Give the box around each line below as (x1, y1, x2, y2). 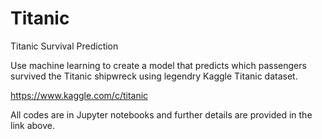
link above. (10, 119, 56, 131)
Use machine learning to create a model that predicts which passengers (10, 59, 307, 71)
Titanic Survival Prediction (10, 40, 119, 52)
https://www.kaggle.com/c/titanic (10, 89, 149, 101)
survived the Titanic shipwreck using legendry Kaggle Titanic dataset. (10, 70, 298, 82)
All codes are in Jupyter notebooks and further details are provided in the (10, 108, 313, 121)
